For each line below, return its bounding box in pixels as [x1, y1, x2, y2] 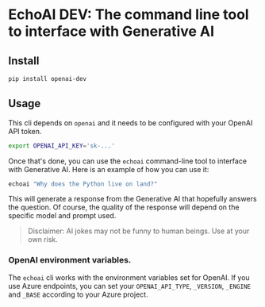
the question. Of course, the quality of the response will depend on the [8, 202, 240, 212]
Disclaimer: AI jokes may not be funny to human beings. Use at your [27, 226, 250, 236]
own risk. [27, 235, 58, 244]
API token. [8, 126, 42, 136]
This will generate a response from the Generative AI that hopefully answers [8, 194, 257, 204]
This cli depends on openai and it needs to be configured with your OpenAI [8, 117, 253, 128]
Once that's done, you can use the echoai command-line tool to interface [8, 156, 248, 166]
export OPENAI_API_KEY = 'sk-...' [8, 141, 115, 150]
